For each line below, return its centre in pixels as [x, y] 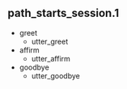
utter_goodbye [55, 75]
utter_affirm [51, 58]
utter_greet [50, 41]
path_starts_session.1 [63, 13]
